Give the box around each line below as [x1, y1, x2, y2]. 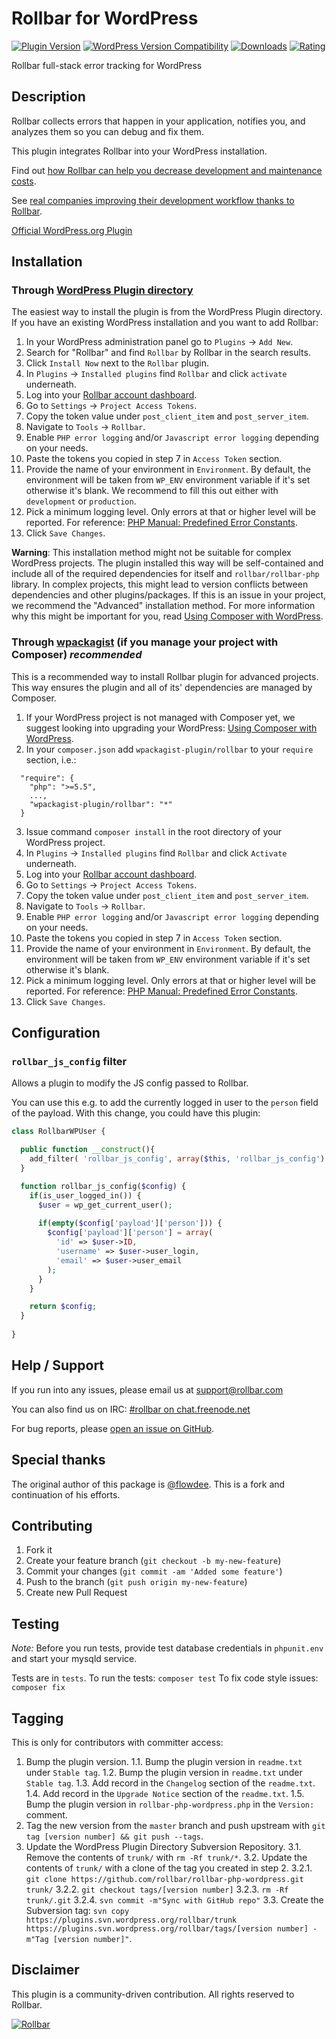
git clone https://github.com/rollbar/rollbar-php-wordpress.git [25, 1874, 304, 1884]
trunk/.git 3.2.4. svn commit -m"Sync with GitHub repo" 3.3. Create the [25, 1893, 324, 1906]
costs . [11, 175, 37, 187]
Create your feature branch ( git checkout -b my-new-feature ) [25, 1555, 282, 1567]
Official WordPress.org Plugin [11, 224, 133, 236]
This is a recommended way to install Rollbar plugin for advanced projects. [11, 670, 319, 682]
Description [11, 88, 86, 106]
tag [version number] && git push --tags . [25, 1830, 204, 1842]
